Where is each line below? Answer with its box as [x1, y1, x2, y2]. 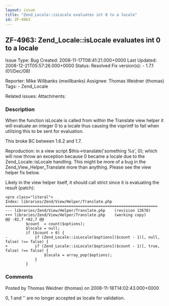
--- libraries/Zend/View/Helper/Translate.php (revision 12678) [5, 208, 151, 213]
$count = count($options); [25, 221, 85, 227]
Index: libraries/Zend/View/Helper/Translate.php [5, 199, 113, 204]
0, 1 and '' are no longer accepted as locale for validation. [5, 295, 125, 301]
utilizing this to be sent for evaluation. [5, 128, 84, 134]
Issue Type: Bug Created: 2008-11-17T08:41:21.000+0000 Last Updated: [5, 57, 157, 64]
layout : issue [5, 7, 36, 13]
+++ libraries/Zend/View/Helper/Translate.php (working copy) [5, 212, 146, 218]
